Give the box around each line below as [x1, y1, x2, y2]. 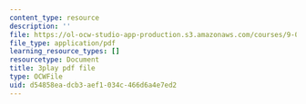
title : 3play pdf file [9, 64, 96, 73]
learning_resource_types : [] [9, 47, 120, 56]
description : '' [9, 22, 71, 31]
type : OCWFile [9, 72, 64, 81]
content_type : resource [9, 13, 100, 23]
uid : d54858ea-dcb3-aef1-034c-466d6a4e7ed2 [9, 80, 178, 90]
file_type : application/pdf [9, 38, 117, 48]
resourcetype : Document [9, 55, 100, 64]
